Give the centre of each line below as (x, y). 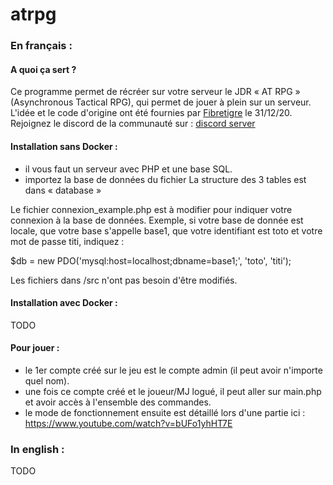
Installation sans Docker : (64, 146)
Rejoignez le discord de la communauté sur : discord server (133, 124)
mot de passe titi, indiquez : (67, 241)
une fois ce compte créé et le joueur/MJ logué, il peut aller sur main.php (173, 391)
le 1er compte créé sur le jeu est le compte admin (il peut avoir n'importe (173, 370)
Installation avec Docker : (64, 303)
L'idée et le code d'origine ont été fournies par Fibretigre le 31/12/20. (151, 113)
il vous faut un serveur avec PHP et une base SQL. (128, 169)
